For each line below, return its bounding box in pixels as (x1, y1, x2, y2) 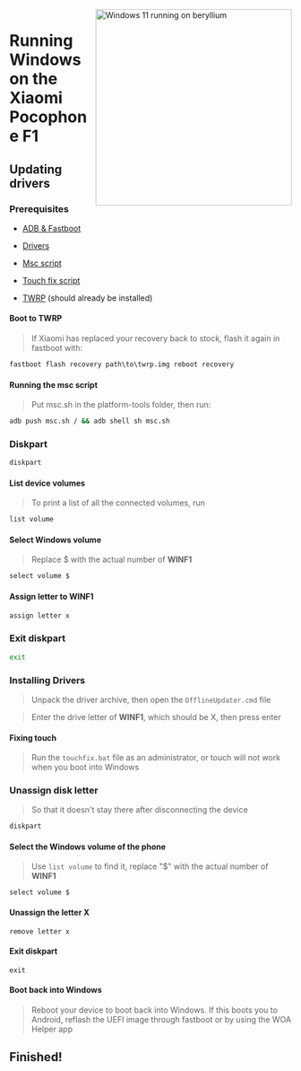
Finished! (9, 1049, 63, 1065)
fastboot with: (30, 343, 83, 354)
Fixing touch (9, 732, 57, 743)
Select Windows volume (9, 534, 101, 545)
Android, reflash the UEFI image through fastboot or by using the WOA (30, 1014, 292, 1025)
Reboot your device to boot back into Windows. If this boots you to (30, 1005, 278, 1015)
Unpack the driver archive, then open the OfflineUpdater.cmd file (30, 694, 271, 705)
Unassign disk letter (9, 785, 99, 797)
